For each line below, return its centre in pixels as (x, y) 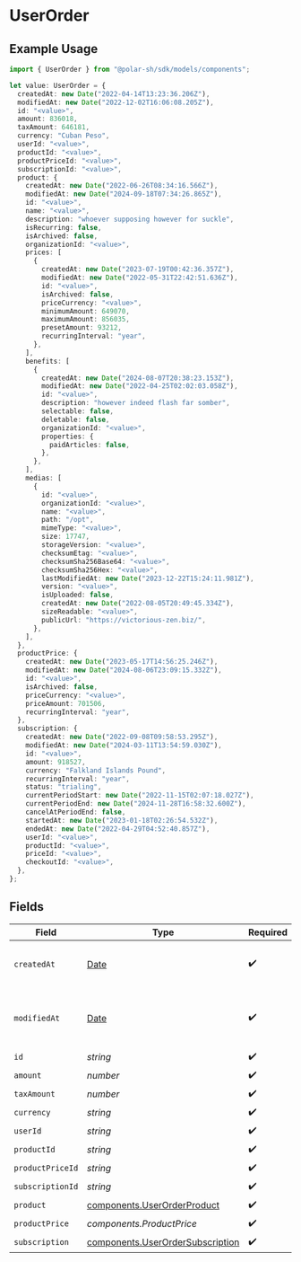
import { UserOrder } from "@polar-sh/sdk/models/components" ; (130, 69)
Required (268, 932)
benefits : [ (47, 361)
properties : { (68, 437)
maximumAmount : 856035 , (86, 320)
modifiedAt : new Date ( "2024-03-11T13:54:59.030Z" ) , (124, 746)
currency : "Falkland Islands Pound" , (96, 770)
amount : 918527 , (56, 762)
